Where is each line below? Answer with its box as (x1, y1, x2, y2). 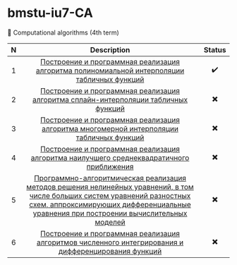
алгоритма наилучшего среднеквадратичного (30, 153, 190, 163)
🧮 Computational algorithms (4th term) (7, 28, 120, 37)
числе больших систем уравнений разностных (29, 190, 191, 200)
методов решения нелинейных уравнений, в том (26, 182, 194, 192)
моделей (95, 217, 126, 227)
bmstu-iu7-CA (7, 5, 93, 21)
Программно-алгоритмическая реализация (34, 173, 187, 183)
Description (90, 44, 130, 54)
